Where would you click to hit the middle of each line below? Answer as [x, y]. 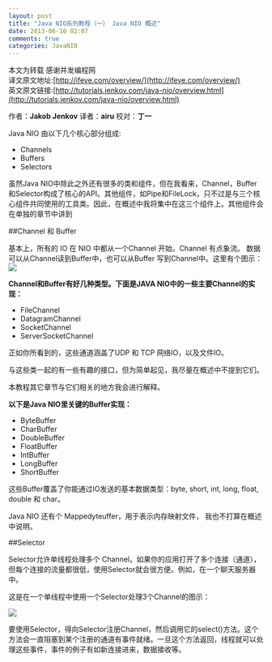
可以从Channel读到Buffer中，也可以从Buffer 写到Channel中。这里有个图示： [136, 258]
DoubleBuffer [42, 438]
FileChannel [40, 310]
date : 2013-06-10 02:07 [49, 31]
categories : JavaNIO [43, 46]
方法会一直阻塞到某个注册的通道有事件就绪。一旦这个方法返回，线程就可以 [132, 639]
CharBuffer [38, 429]
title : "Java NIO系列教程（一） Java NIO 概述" [85, 23]
